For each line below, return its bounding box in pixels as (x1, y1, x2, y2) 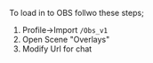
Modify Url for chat (21, 43, 93, 54)
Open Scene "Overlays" (21, 35, 110, 44)
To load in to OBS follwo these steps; (9, 8, 144, 18)
